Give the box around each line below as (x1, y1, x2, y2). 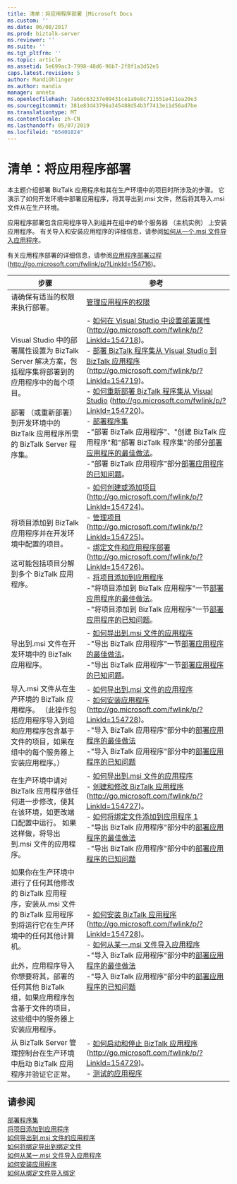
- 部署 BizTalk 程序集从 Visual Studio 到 (86, 346, 217, 356)
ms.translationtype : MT (7, 109, 78, 116)
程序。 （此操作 (18, 705, 70, 715)
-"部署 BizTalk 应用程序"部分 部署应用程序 (86, 459, 224, 469)
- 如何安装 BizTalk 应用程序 (86, 910, 177, 920)
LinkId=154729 (86, 1058, 139, 1068)
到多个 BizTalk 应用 (11, 569, 74, 579)
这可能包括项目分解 (11, 558, 75, 568)
